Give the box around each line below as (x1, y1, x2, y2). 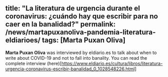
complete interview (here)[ (5, 60, 62, 66)
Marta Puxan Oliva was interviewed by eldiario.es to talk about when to (5, 49, 157, 56)
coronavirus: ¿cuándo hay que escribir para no (5, 12, 158, 21)
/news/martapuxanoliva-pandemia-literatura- (5, 28, 156, 37)
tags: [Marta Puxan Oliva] (42, 36, 126, 45)
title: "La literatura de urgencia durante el (5, 4, 140, 13)
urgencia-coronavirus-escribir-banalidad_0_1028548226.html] (5, 66, 137, 72)
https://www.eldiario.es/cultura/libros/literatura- (61, 60, 163, 66)
